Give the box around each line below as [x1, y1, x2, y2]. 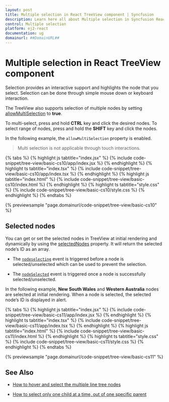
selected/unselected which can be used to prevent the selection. [12, 261, 147, 267]
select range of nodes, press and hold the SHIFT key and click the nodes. [5, 125, 157, 131]
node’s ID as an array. [5, 246, 50, 252]
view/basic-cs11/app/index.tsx [5, 322, 68, 328]
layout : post [5, 7, 33, 13]
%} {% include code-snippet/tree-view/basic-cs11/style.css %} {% [5, 339, 144, 345]
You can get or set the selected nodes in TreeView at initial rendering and [5, 235, 157, 241]
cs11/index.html [5, 333, 37, 339]
